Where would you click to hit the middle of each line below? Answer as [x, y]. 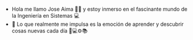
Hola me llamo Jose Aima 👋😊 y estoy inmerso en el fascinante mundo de [99, 9]
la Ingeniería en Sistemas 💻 [45, 16]
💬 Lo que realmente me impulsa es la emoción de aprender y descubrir [98, 24]
